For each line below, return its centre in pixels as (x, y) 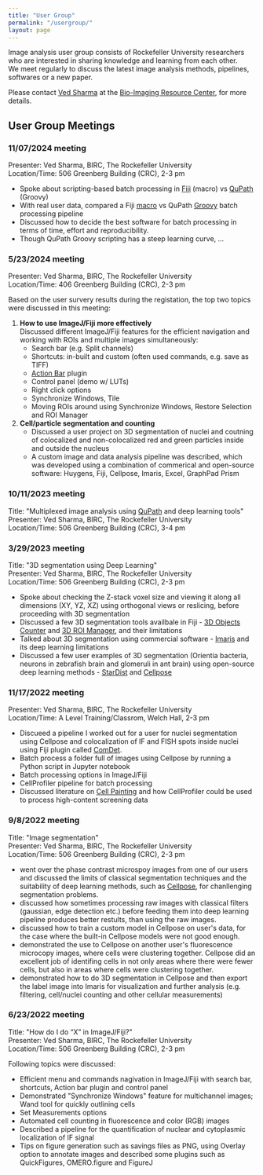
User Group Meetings (62, 125)
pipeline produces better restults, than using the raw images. (118, 919)
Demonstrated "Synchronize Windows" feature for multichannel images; (136, 1096)
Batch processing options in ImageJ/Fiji (83, 775)
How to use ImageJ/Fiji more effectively (86, 324)
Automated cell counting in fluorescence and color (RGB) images (124, 1121)
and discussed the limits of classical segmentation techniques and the (133, 877)
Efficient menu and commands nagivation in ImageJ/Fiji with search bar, (136, 1079)
